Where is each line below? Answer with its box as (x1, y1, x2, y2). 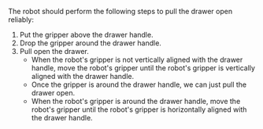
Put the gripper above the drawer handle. (19, 30, 154, 39)
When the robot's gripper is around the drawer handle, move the (31, 97, 241, 106)
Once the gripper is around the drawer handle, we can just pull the (31, 80, 247, 89)
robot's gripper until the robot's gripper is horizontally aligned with (31, 105, 247, 114)
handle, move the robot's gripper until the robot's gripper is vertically (31, 63, 256, 73)
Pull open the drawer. (19, 47, 89, 56)
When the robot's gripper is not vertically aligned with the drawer (31, 55, 243, 64)
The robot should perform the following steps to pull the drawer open (8, 7, 233, 16)
